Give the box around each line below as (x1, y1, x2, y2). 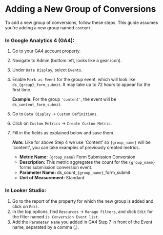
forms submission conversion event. (19, 165, 93, 171)
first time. (12, 87, 32, 93)
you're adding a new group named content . (5, 24, 92, 30)
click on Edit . (12, 203, 40, 209)
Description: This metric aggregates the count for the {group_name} (19, 159, 155, 165)
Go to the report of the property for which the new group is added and (12, 198, 154, 204)
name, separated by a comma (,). (12, 224, 79, 230)
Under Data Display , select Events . (12, 67, 82, 73)
